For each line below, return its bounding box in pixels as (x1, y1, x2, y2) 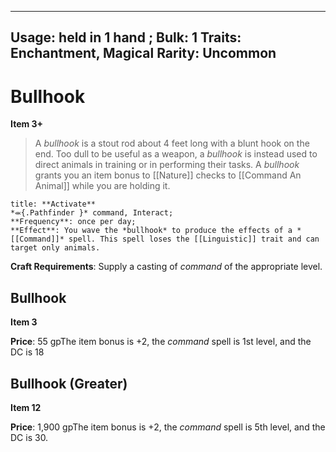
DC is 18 (10, 346, 45, 358)
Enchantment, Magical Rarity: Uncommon (10, 45, 277, 62)
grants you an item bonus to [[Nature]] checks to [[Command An (34, 169, 302, 181)
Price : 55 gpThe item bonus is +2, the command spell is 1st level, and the (10, 336, 312, 348)
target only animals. (10, 243, 101, 253)
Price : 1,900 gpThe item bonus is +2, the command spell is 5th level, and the (10, 421, 326, 433)
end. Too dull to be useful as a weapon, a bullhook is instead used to (34, 148, 318, 160)
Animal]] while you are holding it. (34, 180, 171, 192)
